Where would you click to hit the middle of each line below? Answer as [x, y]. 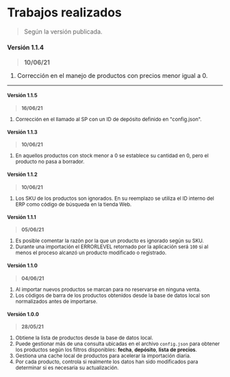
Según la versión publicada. [63, 31]
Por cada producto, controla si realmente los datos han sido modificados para [107, 362]
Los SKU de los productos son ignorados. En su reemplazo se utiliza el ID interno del [115, 198]
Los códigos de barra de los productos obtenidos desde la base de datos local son [113, 296]
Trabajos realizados [64, 13]
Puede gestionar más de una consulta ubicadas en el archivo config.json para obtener [118, 344]
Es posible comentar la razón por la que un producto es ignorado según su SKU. [110, 241]
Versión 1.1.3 [22, 132]
